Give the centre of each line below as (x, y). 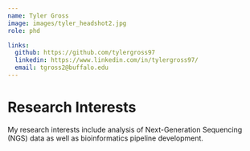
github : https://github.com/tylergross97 (85, 53)
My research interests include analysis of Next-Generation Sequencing (125, 129)
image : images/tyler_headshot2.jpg (67, 23)
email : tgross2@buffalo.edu (62, 68)
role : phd (24, 31)
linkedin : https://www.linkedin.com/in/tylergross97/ (107, 60)
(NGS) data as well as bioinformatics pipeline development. (106, 138)
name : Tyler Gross (38, 16)
